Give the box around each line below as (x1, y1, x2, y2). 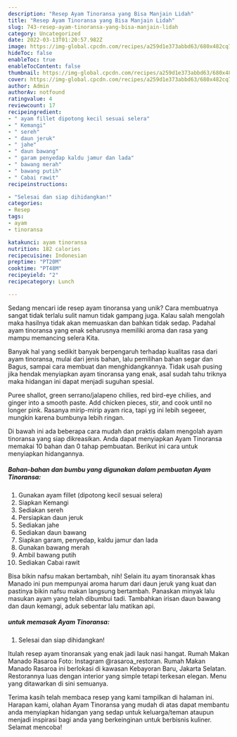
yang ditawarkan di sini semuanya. (8, 679, 108, 688)
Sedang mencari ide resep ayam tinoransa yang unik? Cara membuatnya (8, 304, 219, 312)
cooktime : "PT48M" (8, 265, 62, 272)
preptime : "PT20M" (8, 259, 62, 266)
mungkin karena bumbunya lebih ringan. (8, 413, 125, 421)
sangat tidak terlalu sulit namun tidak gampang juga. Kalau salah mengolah (8, 311, 225, 319)
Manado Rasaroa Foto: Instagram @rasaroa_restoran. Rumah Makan (8, 657, 206, 665)
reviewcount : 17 (8, 102, 56, 109)
